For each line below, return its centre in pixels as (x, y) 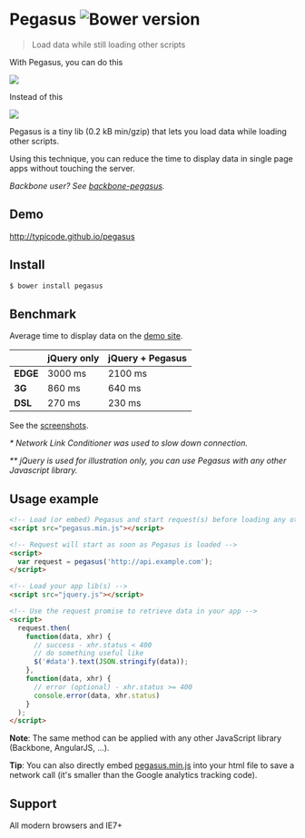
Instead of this (36, 96)
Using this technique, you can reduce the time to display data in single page (151, 158)
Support (33, 803)
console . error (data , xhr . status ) (97, 695)
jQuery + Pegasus (148, 359)
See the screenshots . (49, 426)
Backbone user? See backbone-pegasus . (87, 185)
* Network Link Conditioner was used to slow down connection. (128, 443)
